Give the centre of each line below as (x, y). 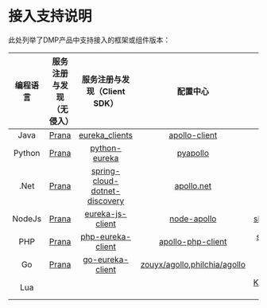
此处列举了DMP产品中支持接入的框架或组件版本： (89, 40)
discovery (106, 201)
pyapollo (193, 153)
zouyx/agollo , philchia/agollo (193, 264)
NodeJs (27, 218)
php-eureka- (106, 236)
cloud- (106, 181)
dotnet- (106, 190)
